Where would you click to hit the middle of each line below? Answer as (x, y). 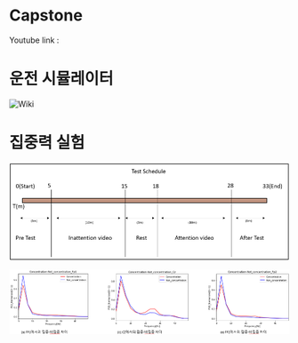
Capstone (46, 16)
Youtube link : (34, 40)
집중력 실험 (47, 143)
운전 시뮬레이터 (61, 79)
